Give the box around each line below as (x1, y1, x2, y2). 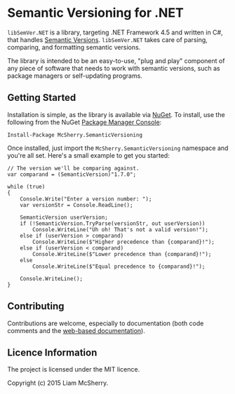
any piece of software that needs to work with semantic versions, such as (7, 64, 220, 72)
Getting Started (7, 92, 76, 104)
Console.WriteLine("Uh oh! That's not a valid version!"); (32, 226, 209, 233)
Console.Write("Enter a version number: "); (20, 195, 152, 203)
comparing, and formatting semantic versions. (7, 43, 141, 51)
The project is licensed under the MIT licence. (7, 365, 140, 374)
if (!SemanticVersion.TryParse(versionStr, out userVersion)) (20, 219, 206, 227)
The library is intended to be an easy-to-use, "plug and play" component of (7, 56, 225, 64)
